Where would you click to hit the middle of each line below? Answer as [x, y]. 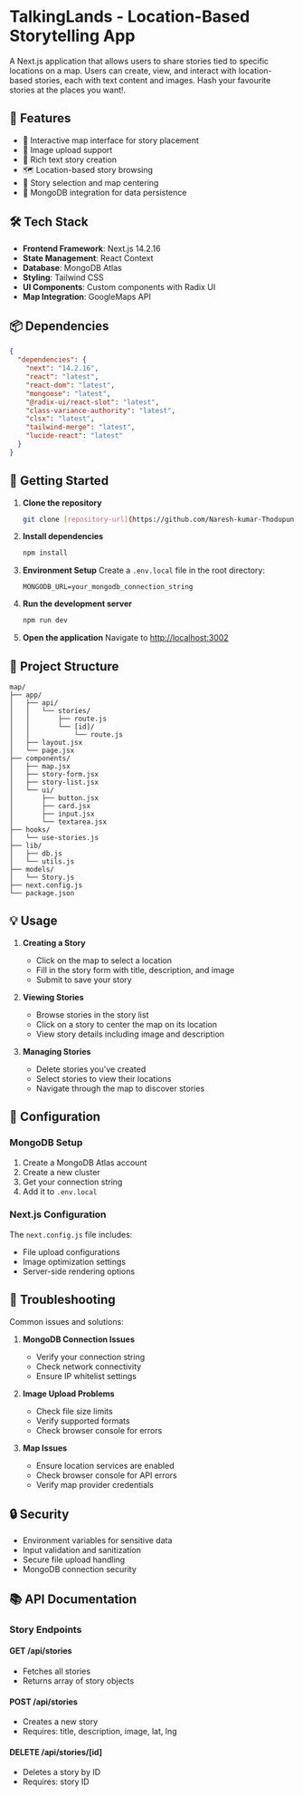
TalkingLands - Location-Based [130, 17]
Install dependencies [63, 536]
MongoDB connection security [80, 1569]
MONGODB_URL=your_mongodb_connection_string [108, 587]
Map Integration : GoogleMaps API [86, 296]
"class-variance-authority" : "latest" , [101, 410]
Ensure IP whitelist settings [86, 1376]
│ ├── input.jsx [52, 814]
